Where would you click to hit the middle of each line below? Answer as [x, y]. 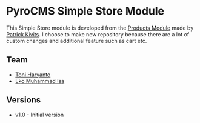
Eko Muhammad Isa [40, 81]
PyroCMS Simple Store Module [85, 11]
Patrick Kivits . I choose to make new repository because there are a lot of [98, 34]
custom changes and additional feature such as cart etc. [77, 41]
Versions [24, 100]
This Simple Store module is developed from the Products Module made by [100, 28]
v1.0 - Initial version [39, 115]
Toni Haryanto [33, 75]
